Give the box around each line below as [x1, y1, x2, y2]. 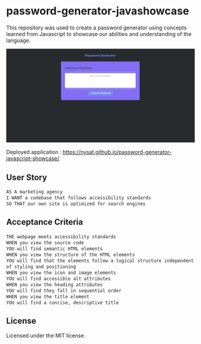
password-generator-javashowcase [6, 4, 190, 18]
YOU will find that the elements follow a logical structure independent [6, 258, 194, 264]
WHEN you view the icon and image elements [6, 270, 117, 276]
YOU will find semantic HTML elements [6, 246, 103, 252]
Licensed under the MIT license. [6, 331, 86, 339]
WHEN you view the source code [6, 240, 84, 246]
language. [6, 37, 31, 44]
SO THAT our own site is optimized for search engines [6, 201, 146, 207]
